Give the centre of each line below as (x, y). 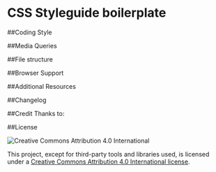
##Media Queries (32, 45)
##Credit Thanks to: (36, 113)
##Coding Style (30, 32)
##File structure (30, 59)
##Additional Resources (42, 86)
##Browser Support (36, 73)
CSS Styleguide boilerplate (87, 13)
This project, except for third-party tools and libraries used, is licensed (108, 154)
